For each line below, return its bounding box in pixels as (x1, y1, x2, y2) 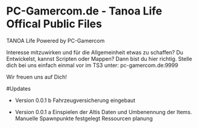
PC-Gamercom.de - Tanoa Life (6, 4, 162, 18)
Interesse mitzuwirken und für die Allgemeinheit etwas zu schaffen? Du (6, 48, 184, 56)
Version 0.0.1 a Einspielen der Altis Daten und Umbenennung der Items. (14, 108, 192, 115)
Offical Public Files (6, 17, 103, 31)
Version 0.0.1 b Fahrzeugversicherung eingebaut (14, 97, 136, 104)
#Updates (6, 85, 31, 92)
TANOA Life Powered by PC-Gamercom (6, 37, 105, 44)
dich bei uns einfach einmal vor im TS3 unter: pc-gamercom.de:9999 (6, 62, 179, 69)
